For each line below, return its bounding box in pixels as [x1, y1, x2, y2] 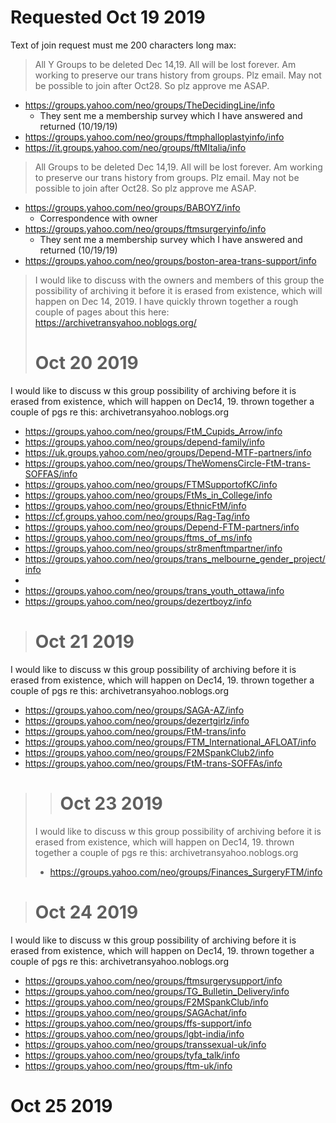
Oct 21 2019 [34, 631, 135, 653]
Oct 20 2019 [34, 352, 139, 375]
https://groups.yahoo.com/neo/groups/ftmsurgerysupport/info [24, 974, 283, 986]
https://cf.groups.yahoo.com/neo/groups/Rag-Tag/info [24, 510, 250, 522]
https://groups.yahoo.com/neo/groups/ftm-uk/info [24, 1059, 233, 1071]
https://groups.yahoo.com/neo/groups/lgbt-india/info [24, 1027, 245, 1040]
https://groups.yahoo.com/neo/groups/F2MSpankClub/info [24, 996, 269, 1008]
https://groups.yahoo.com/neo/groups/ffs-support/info [24, 1017, 252, 1029]
